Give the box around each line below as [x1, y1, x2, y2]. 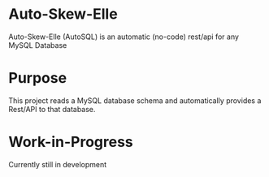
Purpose [8, 69, 67, 88]
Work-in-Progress [8, 133, 133, 151]
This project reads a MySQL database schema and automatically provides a [8, 95, 262, 106]
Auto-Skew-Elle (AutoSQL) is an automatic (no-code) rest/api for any [8, 32, 240, 41]
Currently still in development [8, 159, 107, 169]
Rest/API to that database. [8, 104, 96, 114]
